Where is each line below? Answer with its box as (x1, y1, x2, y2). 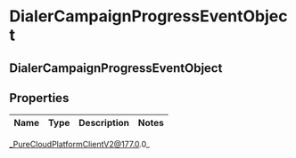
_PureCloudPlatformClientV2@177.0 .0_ (9, 139, 150, 150)
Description (78, 117, 129, 130)
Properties (9, 91, 70, 106)
